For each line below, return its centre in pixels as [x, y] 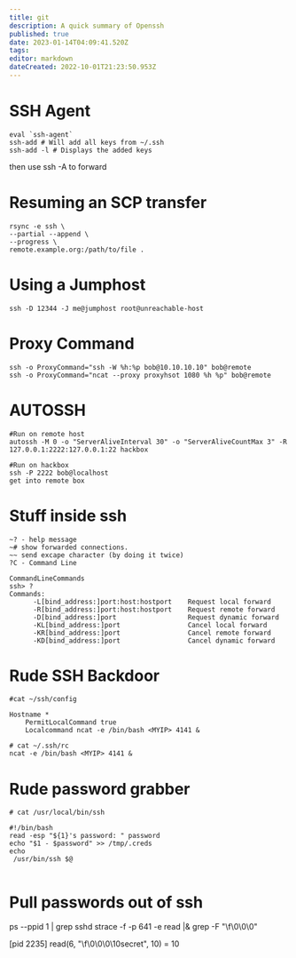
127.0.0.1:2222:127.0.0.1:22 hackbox [79, 450]
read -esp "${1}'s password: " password [85, 836]
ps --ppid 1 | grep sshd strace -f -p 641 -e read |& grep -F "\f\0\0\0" [134, 927]
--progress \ [33, 242]
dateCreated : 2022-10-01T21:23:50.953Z [83, 68]
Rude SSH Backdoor [85, 675]
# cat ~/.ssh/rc [39, 746]
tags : [19, 51]
